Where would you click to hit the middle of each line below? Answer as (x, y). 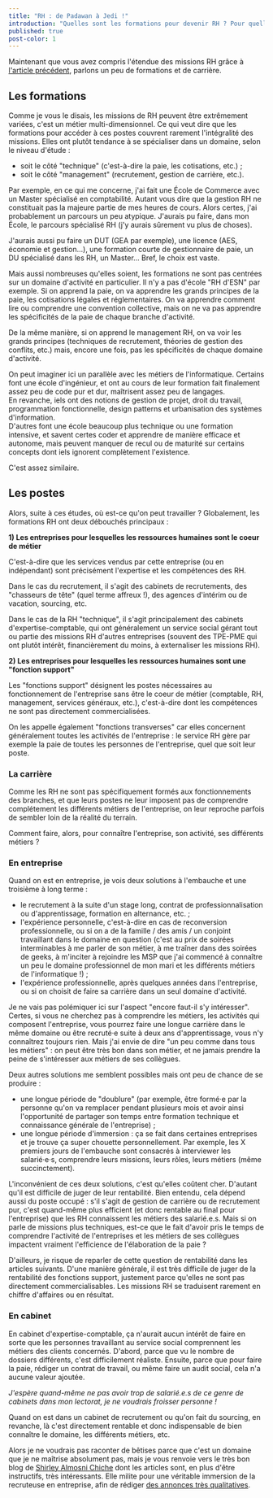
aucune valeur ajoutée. (47, 1377)
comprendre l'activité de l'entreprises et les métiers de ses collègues (124, 1236)
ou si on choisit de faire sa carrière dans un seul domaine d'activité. (133, 991)
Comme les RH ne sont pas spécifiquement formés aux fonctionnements (130, 792)
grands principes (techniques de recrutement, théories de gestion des (126, 342)
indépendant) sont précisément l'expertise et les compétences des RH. (127, 570)
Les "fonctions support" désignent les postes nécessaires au (110, 685)
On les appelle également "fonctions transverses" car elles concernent (127, 727)
